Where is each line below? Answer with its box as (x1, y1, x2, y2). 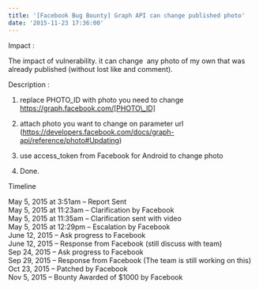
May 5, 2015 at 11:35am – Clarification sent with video (8, 213, 182, 223)
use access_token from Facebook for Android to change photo (19, 151, 223, 160)
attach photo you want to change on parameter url (19, 119, 184, 128)
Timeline (8, 181, 37, 190)
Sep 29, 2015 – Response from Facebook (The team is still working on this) (8, 255, 251, 265)
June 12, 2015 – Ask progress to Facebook (8, 230, 146, 239)
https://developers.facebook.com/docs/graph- (22, 127, 175, 137)
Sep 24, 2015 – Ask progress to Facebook (8, 247, 144, 257)
